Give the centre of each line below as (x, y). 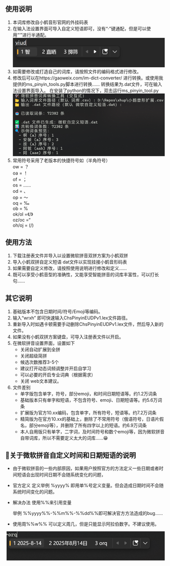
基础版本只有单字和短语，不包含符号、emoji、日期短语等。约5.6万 (89, 400)
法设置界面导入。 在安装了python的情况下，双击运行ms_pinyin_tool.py (86, 91)
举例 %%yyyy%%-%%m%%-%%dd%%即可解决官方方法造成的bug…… (88, 513)
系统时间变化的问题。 (35, 492)
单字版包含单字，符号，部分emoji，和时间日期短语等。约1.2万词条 (89, 394)
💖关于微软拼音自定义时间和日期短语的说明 (71, 455)
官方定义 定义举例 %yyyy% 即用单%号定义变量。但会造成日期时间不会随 (88, 486)
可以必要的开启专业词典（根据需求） (58, 375)
